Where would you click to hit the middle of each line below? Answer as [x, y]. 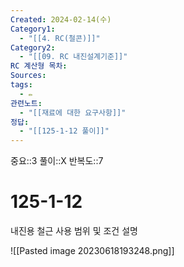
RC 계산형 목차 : [39, 66]
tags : [21, 85]
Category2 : [33, 47]
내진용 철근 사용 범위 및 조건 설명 [74, 231]
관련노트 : [26, 103]
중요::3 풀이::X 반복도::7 [57, 161]
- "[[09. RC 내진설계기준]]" [73, 57]
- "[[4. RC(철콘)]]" [60, 38]
